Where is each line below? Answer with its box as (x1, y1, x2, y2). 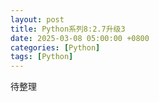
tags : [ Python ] (10, 52, 74, 62)
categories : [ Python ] (10, 42, 101, 53)
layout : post (10, 14, 65, 25)
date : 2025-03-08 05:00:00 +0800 (10, 33, 150, 43)
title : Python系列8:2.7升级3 (10, 24, 126, 34)
